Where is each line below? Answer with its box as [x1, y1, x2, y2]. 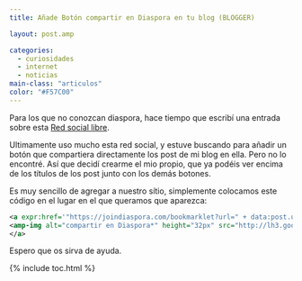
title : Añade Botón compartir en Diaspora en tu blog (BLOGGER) [9, 13, 255, 23]
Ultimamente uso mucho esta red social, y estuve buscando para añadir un [9, 139, 288, 150]
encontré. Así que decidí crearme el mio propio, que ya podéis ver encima [9, 159, 283, 169]
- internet [17, 62, 58, 72]
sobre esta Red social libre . [9, 122, 110, 132]
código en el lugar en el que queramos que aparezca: [9, 195, 208, 205]
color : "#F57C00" [9, 87, 75, 96]
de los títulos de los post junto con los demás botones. [9, 168, 211, 178]
